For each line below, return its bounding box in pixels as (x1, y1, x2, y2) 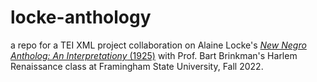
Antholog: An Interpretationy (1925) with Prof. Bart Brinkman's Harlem (10, 49, 298, 61)
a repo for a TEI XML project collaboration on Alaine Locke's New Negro (10, 39, 307, 51)
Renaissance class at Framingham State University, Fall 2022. (10, 60, 264, 72)
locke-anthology (10, 6, 152, 29)
